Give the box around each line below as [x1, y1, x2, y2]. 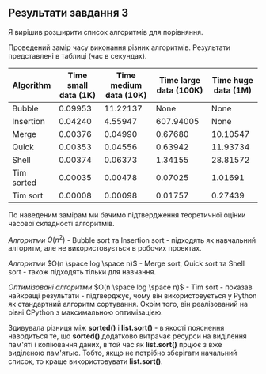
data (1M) [213, 85, 252, 96]
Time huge [211, 74, 253, 85]
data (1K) [59, 89, 97, 100]
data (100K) [156, 85, 203, 96]
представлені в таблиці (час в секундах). [8, 51, 147, 60]
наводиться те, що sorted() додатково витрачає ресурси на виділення [8, 331, 247, 341]
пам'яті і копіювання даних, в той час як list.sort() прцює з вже [8, 340, 222, 349]
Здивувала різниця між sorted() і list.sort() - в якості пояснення [8, 323, 225, 333]
